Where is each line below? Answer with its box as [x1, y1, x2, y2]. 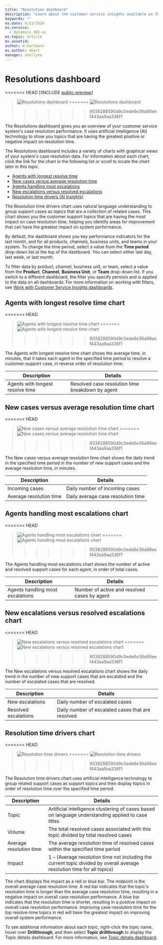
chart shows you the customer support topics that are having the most [5, 214, 146, 220]
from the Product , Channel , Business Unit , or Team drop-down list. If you [5, 269, 154, 275]
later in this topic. [5, 164, 40, 170]
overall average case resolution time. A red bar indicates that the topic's [5, 884, 149, 889]
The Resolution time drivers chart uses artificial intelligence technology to [5, 775, 152, 781]
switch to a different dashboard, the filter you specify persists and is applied [5, 274, 158, 280]
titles [48, 818, 60, 824]
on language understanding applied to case [48, 812, 147, 819]
